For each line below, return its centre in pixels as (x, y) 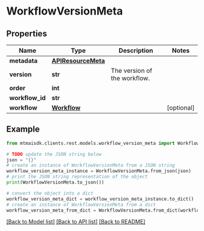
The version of (132, 71)
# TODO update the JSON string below (54, 154)
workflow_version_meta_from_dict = (51, 210)
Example (23, 129)
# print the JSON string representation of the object (77, 177)
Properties (27, 34)
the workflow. (130, 78)
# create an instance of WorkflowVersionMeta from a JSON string (90, 166)
